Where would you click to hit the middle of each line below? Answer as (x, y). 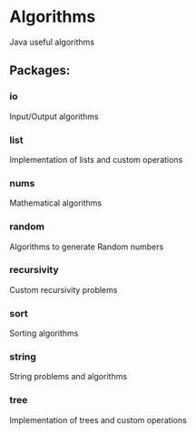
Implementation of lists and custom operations (96, 159)
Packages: (40, 71)
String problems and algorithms (69, 377)
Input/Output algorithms (54, 116)
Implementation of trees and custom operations (98, 419)
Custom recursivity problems (64, 289)
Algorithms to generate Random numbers (87, 247)
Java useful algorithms (52, 42)
